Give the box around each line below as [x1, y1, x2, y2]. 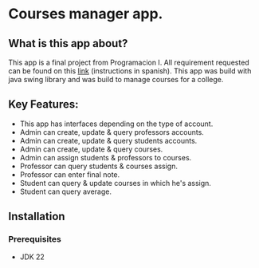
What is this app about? [8, 37, 128, 50]
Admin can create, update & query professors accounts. [19, 127, 205, 136]
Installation [8, 210, 65, 223]
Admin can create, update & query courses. [19, 144, 163, 154]
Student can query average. [19, 187, 112, 196]
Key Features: [8, 97, 79, 112]
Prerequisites [8, 234, 61, 245]
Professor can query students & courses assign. [19, 161, 178, 171]
